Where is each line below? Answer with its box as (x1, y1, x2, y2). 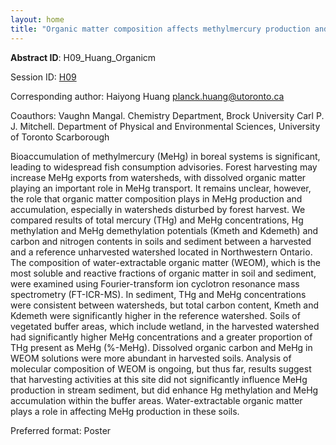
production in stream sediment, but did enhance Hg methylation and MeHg (10, 384, 319, 396)
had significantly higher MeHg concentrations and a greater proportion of (10, 331, 313, 343)
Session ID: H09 (10, 71, 77, 83)
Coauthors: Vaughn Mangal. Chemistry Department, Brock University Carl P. (10, 109, 325, 121)
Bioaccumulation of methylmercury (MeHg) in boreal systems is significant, (10, 150, 321, 162)
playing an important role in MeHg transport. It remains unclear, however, (10, 182, 312, 194)
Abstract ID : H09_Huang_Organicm (10, 51, 157, 63)
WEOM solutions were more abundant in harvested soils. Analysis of (10, 352, 292, 364)
